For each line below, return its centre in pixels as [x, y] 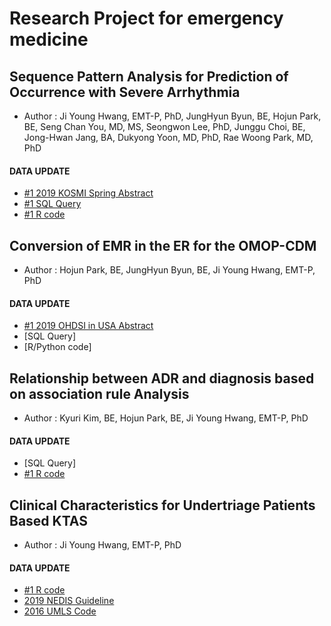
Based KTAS [48, 520]
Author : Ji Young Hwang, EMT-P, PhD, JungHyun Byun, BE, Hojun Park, [172, 116]
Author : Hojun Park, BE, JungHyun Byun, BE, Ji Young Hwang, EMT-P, [169, 270]
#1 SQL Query [52, 204]
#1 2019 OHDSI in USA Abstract [88, 326]
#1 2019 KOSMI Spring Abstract [88, 193]
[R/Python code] [57, 347]
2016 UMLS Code [60, 611]
